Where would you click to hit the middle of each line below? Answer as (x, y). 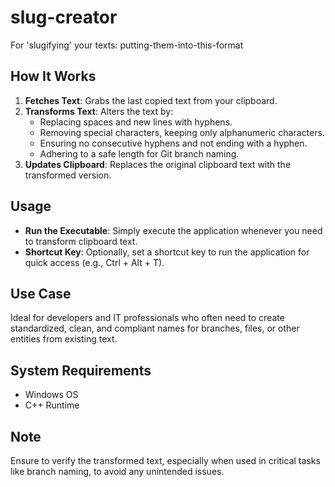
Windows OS (51, 395)
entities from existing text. (64, 339)
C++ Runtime (52, 405)
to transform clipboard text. (81, 241)
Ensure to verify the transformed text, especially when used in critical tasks (165, 460)
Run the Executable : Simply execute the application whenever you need (173, 230)
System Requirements (81, 370)
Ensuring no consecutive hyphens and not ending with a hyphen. (173, 143)
